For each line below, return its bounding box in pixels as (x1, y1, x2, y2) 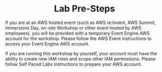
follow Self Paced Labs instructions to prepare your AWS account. (5, 61, 142, 67)
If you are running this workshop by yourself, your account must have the (5, 50, 157, 56)
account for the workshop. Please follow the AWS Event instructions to (5, 35, 152, 41)
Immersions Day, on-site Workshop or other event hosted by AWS (5, 24, 142, 30)
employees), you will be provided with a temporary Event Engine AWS (5, 30, 150, 36)
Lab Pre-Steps (54, 3, 115, 14)
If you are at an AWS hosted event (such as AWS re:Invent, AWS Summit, (5, 19, 156, 25)
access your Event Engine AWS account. (5, 40, 90, 46)
